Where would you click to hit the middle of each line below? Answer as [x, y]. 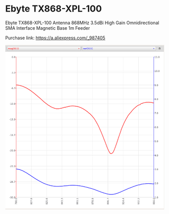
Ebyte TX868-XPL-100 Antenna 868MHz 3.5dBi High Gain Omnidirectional [82, 23]
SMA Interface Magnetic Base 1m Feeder [48, 28]
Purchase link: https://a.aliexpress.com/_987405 [55, 38]
